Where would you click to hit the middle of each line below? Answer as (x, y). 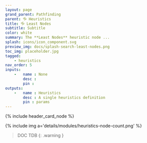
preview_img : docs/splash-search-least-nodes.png (58, 47)
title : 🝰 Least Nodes (28, 24)
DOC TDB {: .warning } (40, 136)
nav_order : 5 (19, 65)
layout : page (19, 10)
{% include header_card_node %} (40, 116)
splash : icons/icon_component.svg (41, 42)
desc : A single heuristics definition (64, 97)
